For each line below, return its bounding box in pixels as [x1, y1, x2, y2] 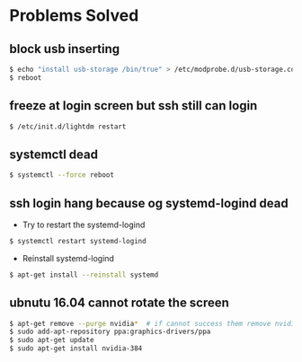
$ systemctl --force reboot [9, 171, 115, 180]
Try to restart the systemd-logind [22, 219, 146, 230]
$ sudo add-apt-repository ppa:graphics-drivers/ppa [9, 327, 211, 337]
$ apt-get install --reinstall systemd [9, 270, 159, 279]
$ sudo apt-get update [9, 336, 94, 345]
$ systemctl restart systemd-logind [9, 236, 147, 245]
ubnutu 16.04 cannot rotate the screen [9, 296, 229, 311]
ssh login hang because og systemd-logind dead [9, 195, 289, 211]
